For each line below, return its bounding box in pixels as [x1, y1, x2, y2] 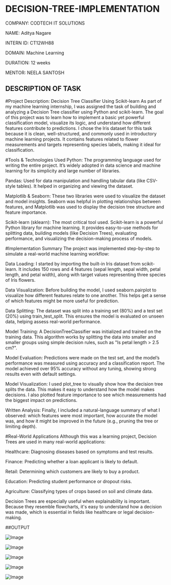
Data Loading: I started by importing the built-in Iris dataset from [5, 260, 141, 266]
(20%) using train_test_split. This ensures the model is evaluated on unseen [5, 313, 164, 319]
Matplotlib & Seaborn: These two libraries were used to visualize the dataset [5, 193, 166, 199]
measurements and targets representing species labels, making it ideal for [5, 141, 161, 147]
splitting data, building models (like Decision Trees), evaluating [5, 230, 137, 236]
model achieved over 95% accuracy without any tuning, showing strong [5, 365, 157, 371]
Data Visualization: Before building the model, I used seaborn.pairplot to [5, 287, 157, 293]
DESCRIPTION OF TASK [5, 84, 82, 93]
